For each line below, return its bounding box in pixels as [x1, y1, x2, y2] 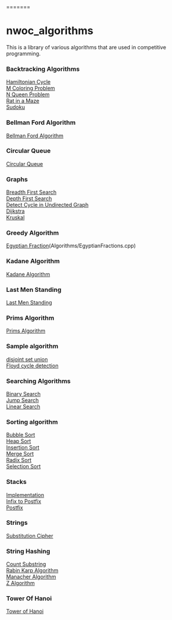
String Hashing [6, 547, 50, 555]
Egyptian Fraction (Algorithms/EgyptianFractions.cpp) [6, 242, 136, 250]
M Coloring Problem [6, 84, 55, 92]
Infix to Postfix [6, 498, 42, 505]
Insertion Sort [6, 444, 40, 451]
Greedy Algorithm [6, 229, 59, 237]
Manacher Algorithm [6, 573, 56, 580]
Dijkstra [6, 207, 25, 215]
